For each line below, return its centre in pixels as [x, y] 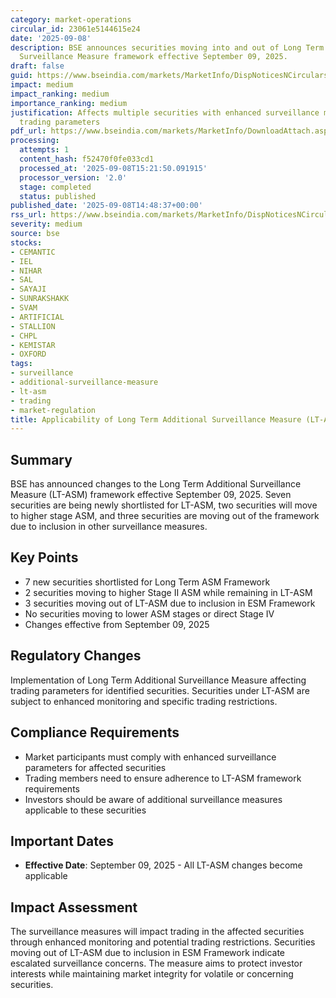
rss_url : [28, 215]
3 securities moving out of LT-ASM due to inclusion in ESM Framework [170, 603]
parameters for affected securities [95, 767]
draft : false [37, 66]
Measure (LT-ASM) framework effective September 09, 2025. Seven [151, 495]
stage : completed [55, 187]
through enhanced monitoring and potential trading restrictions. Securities [163, 942]
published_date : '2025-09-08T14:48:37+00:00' [106, 206]
